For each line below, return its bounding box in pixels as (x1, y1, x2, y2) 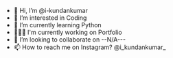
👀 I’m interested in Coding (13, 14, 87, 22)
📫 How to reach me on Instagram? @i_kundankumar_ (13, 43, 166, 51)
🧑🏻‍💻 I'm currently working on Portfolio (13, 28, 122, 36)
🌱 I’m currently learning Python (13, 21, 102, 29)
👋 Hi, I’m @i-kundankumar (13, 7, 88, 14)
